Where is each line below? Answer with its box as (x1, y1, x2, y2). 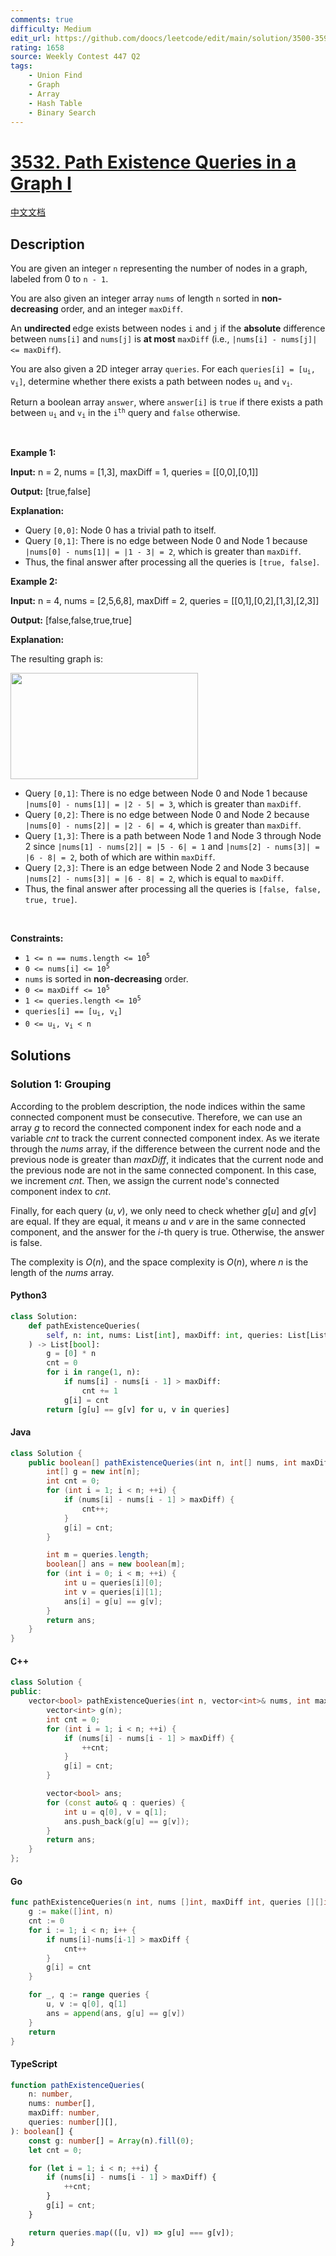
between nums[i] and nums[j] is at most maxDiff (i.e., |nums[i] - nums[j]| (10, 333, 318, 345)
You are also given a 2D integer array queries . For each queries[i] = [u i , (10, 363, 316, 376)
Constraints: (10, 932, 64, 945)
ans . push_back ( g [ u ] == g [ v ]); (63, 1816, 190, 1826)
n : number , (28, 2089, 74, 2100)
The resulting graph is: (10, 653, 103, 665)
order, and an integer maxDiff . (60, 303, 184, 315)
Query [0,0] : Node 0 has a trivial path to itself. (24, 524, 217, 536)
